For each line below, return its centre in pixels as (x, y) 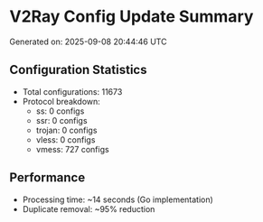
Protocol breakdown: (61, 101)
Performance (47, 178)
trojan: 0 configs (66, 130)
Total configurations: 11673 (72, 91)
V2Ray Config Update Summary (131, 17)
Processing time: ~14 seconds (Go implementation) (118, 199)
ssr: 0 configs (61, 120)
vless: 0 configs (66, 139)
